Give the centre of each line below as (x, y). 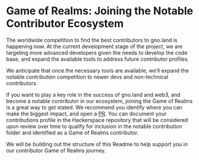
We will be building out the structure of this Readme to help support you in (97, 144)
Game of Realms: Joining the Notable (100, 11)
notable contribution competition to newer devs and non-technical (87, 77)
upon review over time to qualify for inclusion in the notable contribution (94, 126)
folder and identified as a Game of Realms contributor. (72, 133)
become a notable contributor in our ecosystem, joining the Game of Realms (99, 101)
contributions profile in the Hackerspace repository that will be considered (97, 120)
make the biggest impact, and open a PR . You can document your (86, 114)
